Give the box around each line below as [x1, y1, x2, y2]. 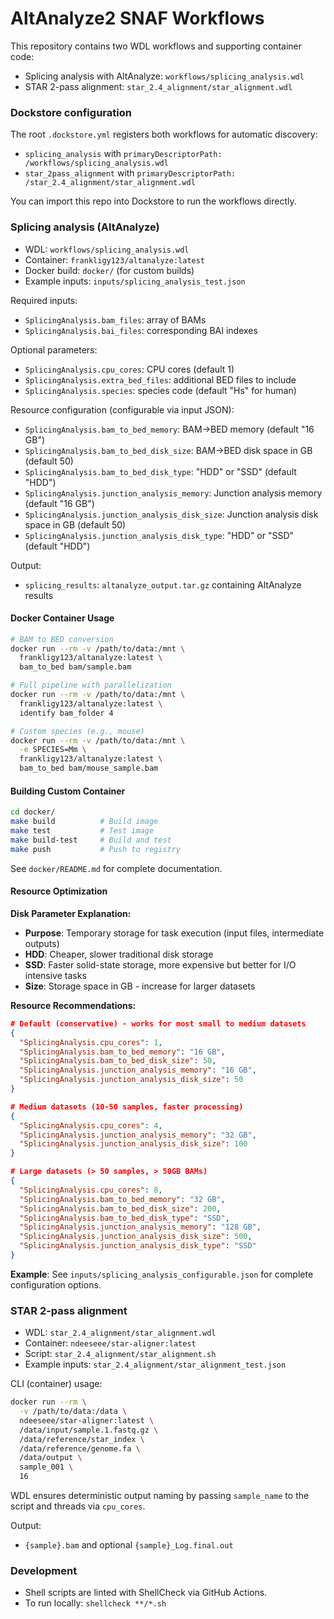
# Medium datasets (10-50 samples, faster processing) [10, 1102, 244, 1112]
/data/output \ [19, 1453, 83, 1463]
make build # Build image [10, 817, 159, 827]
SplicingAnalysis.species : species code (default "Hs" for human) [24, 384, 297, 396]
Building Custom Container [10, 785, 126, 797]
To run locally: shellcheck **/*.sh [24, 1597, 167, 1609]
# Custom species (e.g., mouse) [10, 726, 145, 736]
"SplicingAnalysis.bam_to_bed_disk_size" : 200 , [19, 1203, 222, 1214]
